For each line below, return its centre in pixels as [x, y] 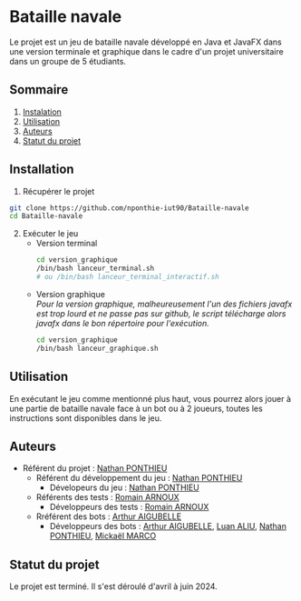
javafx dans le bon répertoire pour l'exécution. [123, 323]
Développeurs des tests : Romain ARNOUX [129, 507]
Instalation [42, 112]
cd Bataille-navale [46, 216]
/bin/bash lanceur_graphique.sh [97, 348]
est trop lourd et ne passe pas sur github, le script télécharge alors [161, 313]
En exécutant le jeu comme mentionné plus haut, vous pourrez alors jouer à [150, 398]
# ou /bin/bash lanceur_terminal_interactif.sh [127, 277]
